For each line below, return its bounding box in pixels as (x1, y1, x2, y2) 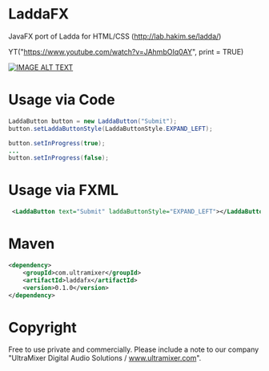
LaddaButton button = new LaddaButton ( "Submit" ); (8, 117, 178, 125)
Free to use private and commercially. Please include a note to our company (8, 344, 259, 354)
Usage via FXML (8, 181, 118, 199)
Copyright (8, 318, 78, 336)
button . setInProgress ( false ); (8, 154, 110, 162)
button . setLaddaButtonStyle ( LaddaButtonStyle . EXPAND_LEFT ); (8, 124, 214, 132)
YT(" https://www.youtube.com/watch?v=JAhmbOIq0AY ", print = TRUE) (8, 47, 244, 56)
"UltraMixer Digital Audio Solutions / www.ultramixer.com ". (8, 353, 202, 363)
